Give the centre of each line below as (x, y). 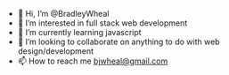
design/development (56, 51)
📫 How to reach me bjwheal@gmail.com (93, 61)
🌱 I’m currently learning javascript (79, 32)
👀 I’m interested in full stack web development (102, 23)
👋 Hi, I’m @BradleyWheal (63, 14)
